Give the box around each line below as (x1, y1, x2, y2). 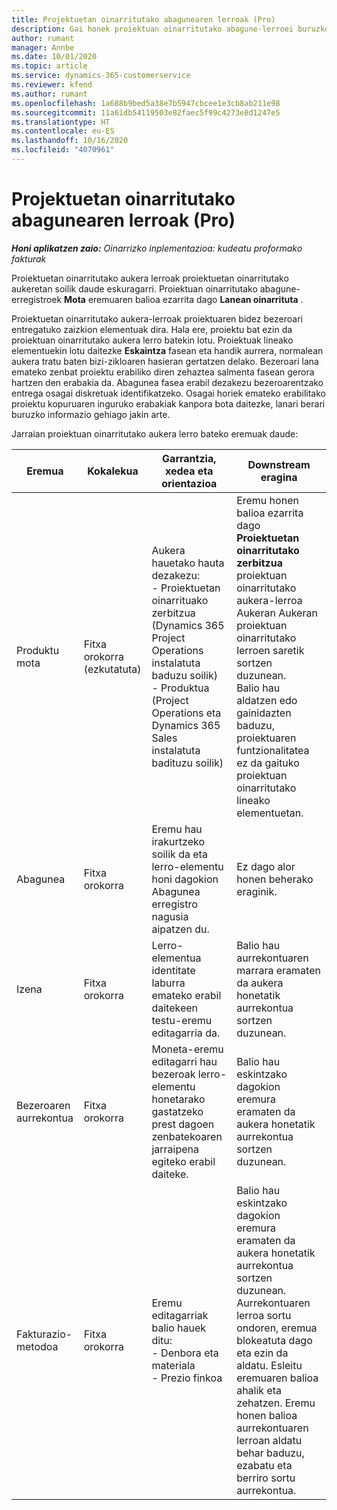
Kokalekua (87, 464, 139, 478)
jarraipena (151, 1142, 200, 1156)
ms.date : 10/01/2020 (11, 52, 98, 62)
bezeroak (151, 1067, 196, 1081)
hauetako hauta (151, 556, 225, 570)
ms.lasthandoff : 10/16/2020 (11, 136, 129, 146)
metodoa (16, 1339, 59, 1353)
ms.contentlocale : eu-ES (11, 126, 115, 136)
